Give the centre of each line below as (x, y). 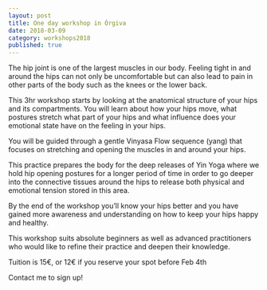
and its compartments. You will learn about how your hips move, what (123, 109)
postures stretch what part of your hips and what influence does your (122, 117)
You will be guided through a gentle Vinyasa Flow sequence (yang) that (126, 141)
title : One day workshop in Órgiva (67, 23)
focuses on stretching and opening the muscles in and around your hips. (127, 150)
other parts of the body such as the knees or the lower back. (108, 85)
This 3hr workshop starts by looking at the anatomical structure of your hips (133, 100)
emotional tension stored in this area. (69, 190)
